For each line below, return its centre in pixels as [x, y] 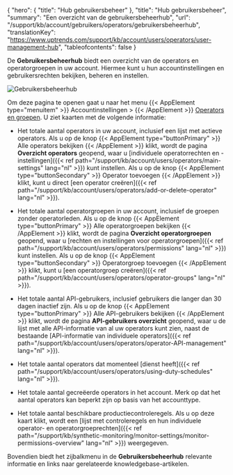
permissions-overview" [51, 443]
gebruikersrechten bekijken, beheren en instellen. [78, 75]
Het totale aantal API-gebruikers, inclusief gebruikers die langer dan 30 [119, 299]
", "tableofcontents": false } [97, 47]
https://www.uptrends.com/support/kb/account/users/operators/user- [111, 40]
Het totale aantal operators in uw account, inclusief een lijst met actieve [120, 131]
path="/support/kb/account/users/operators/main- [148, 160]
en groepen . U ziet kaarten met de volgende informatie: [87, 117]
